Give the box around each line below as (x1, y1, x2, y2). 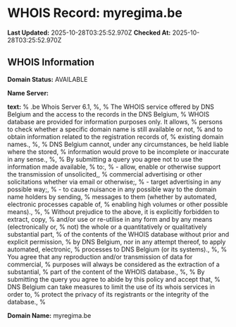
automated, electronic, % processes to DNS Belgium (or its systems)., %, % (7, 245, 228, 254)
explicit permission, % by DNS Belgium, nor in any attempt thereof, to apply (7, 237, 226, 246)
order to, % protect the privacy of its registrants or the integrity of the (7, 290, 209, 298)
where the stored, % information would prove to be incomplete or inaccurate (7, 147, 230, 156)
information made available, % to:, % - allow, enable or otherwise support (7, 162, 221, 171)
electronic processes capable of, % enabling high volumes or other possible (7, 200, 228, 208)
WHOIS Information (7, 57, 95, 69)
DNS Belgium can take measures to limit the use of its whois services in (7, 283, 215, 291)
